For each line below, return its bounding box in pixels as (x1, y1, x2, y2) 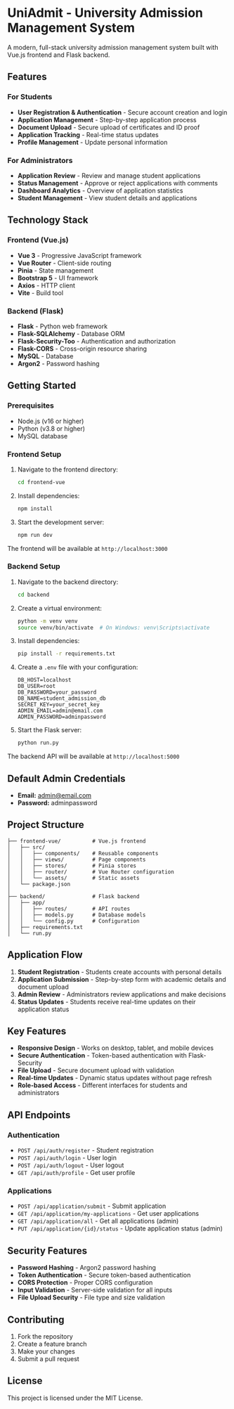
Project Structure (7, 819, 84, 831)
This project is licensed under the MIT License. (7, 1394, 143, 1402)
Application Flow (7, 949, 83, 961)
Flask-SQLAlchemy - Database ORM (17, 329, 125, 338)
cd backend (17, 591, 50, 598)
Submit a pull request (17, 1355, 79, 1363)
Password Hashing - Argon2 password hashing (17, 1264, 157, 1272)
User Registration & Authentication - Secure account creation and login (17, 108, 228, 117)
